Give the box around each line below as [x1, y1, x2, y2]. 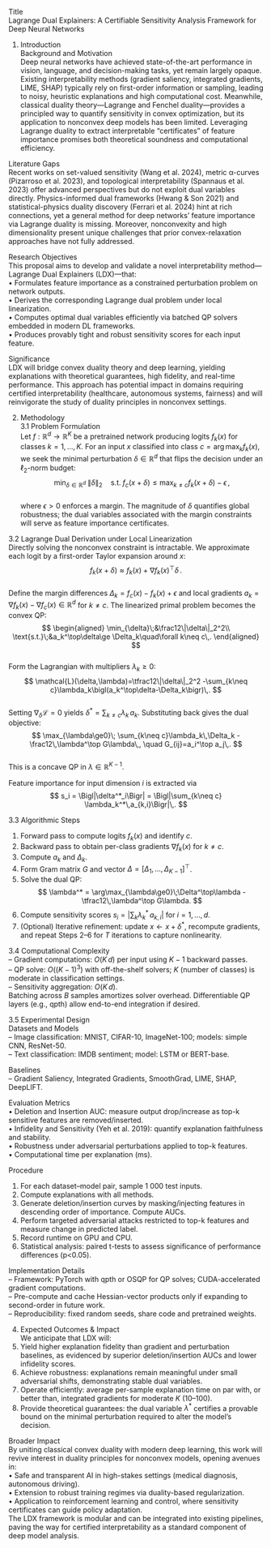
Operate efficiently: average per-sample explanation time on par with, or [19, 1384, 261, 1394]
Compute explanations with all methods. [19, 1190, 155, 1199]
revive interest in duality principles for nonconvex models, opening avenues [8, 1453, 260, 1463]
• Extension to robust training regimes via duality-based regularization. [8, 1488, 245, 1498]
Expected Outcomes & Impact [19, 1324, 120, 1334]
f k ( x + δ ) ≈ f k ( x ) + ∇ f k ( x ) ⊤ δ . [90, 564, 182, 577]
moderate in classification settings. [8, 973, 125, 983]
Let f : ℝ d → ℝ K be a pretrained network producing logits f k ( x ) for [19, 430, 239, 443]
